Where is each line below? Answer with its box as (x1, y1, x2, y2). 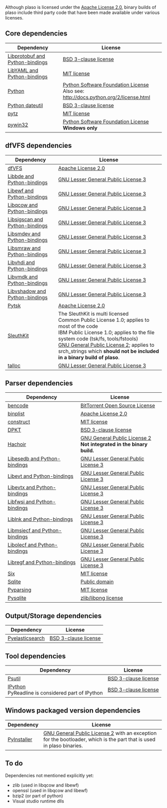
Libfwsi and (7, 498, 35, 505)
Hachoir (7, 441, 26, 448)
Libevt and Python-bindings (7, 473, 74, 480)
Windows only (63, 124, 98, 131)
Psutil (7, 675, 21, 682)
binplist (7, 410, 25, 417)
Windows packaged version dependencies (5, 707, 141, 715)
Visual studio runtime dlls (12, 798, 65, 804)
